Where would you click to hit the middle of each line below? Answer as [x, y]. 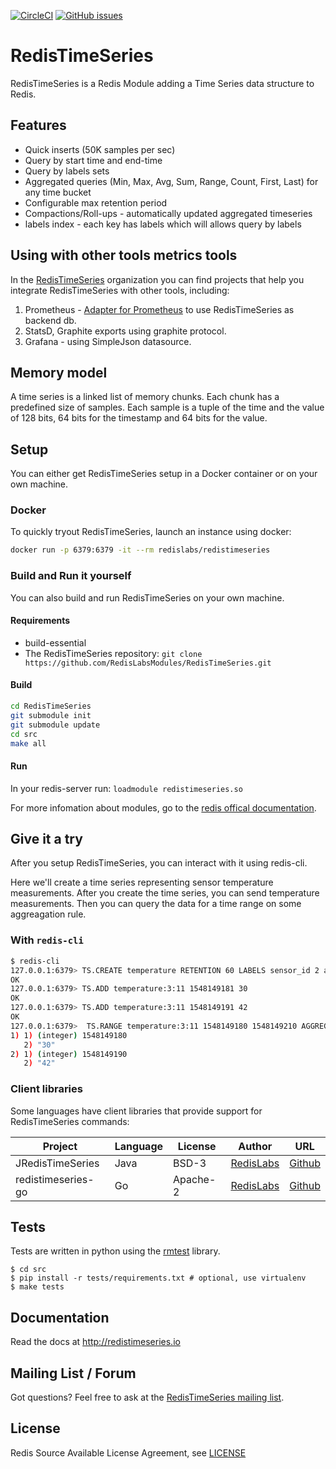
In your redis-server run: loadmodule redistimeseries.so [126, 788]
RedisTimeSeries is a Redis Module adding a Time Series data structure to [162, 83]
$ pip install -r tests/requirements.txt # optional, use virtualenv [158, 1278]
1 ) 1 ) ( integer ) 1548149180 [69, 1035]
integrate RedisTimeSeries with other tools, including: [120, 290]
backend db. [50, 320]
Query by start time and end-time [93, 160]
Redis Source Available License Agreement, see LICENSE [128, 1452]
